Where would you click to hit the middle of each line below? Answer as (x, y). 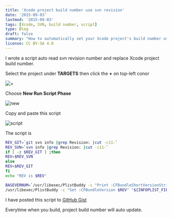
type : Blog (17, 29)
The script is (18, 133)
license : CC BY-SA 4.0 (29, 44)
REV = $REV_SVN (19, 157)
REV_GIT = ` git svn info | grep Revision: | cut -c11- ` (61, 142)
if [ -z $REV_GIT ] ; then (33, 152)
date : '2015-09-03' (26, 15)
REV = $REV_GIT (19, 166)
